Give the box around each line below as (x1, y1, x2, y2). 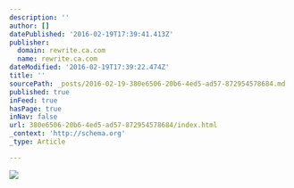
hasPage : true (9, 104, 63, 113)
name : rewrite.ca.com (17, 54, 98, 63)
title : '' (9, 71, 46, 80)
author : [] (9, 21, 50, 30)
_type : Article (9, 137, 66, 146)
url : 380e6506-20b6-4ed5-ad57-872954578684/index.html (9, 121, 218, 130)
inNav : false (9, 112, 58, 121)
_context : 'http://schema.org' (9, 129, 126, 138)
